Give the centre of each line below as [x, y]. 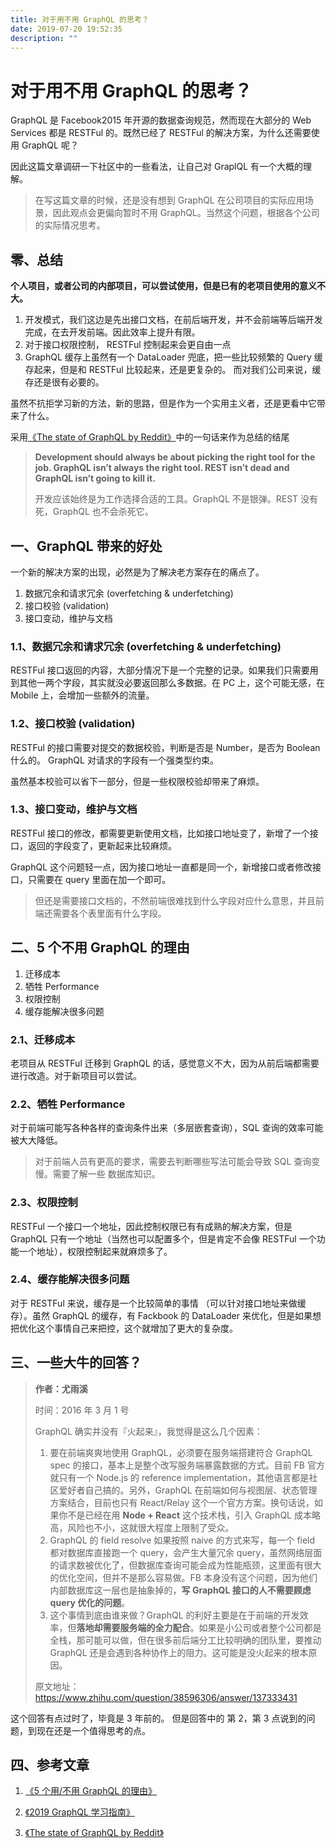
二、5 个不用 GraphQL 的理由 [100, 947]
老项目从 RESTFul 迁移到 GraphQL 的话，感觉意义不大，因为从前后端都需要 [165, 1063]
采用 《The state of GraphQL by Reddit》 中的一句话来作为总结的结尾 [150, 437]
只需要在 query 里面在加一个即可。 [99, 879]
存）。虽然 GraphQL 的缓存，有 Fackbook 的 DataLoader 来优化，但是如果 [161, 1315]
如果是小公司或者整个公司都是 [260, 1627]
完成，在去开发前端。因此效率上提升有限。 [112, 332]
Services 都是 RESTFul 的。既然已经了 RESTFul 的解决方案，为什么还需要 [161, 133]
